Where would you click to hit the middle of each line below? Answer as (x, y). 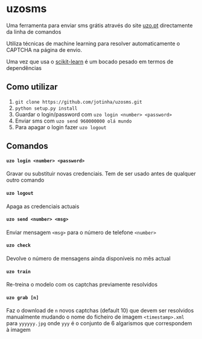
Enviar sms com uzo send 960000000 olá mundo (73, 121)
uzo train (19, 271)
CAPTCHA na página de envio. (44, 49)
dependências (24, 68)
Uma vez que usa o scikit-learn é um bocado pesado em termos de (90, 62)
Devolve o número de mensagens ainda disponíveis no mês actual (88, 258)
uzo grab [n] (23, 297)
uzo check (19, 246)
